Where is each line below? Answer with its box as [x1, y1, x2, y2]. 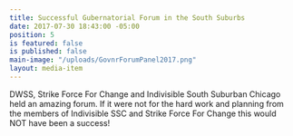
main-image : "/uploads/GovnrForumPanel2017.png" [9, 55, 197, 64]
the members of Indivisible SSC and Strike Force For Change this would [9, 108, 277, 119]
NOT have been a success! [9, 117, 111, 128]
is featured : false [9, 38, 83, 48]
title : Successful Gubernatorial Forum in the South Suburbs [9, 13, 246, 23]
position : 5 [9, 30, 54, 39]
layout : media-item [9, 64, 83, 73]
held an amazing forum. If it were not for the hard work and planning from [9, 98, 284, 109]
